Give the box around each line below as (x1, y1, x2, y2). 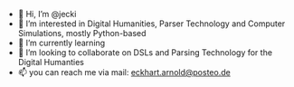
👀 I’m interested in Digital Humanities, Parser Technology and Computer (17, 18, 286, 29)
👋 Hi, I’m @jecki (17, 9, 77, 19)
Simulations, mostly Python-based (17, 28, 147, 38)
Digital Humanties (17, 57, 84, 67)
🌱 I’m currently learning (17, 37, 106, 48)
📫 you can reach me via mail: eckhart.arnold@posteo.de (17, 67, 231, 77)
